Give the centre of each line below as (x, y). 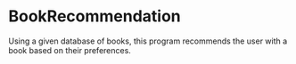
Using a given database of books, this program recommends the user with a (148, 41)
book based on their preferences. (70, 50)
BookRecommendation (95, 16)
